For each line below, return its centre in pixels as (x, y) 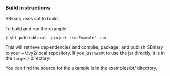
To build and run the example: (37, 29)
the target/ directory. (28, 58)
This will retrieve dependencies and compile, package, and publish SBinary (84, 47)
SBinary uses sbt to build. (32, 19)
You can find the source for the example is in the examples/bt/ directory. (81, 68)
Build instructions (28, 8)
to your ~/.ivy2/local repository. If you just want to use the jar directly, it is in (85, 53)
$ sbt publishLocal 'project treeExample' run (56, 38)
